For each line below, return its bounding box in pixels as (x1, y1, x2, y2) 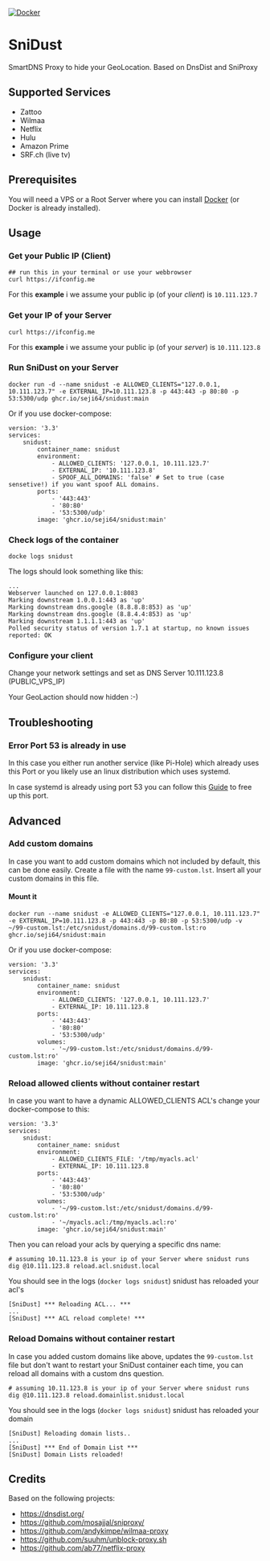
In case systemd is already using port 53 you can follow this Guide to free (8, 783, 252, 792)
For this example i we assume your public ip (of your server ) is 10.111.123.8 (8, 342, 261, 351)
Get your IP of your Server (8, 310, 112, 321)
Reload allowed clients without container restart (8, 1078, 200, 1089)
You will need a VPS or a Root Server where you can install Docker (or (8, 194, 239, 204)
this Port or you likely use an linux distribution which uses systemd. (8, 766, 231, 776)
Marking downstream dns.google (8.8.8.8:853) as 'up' (8, 603, 193, 611)
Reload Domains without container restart (8, 1333, 175, 1345)
